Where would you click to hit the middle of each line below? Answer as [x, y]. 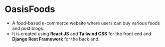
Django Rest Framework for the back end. [56, 39]
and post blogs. [28, 28]
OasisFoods [30, 9]
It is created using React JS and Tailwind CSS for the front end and [81, 33]
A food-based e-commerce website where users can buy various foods [86, 23]
